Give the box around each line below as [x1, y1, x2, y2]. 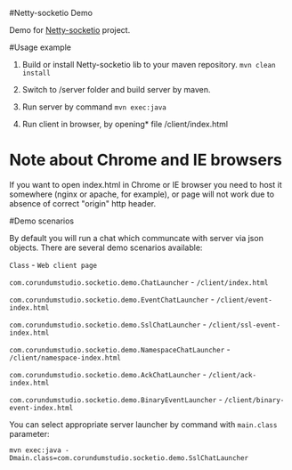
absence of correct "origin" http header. [9, 198, 157, 208]
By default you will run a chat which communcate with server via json [9, 232, 264, 243]
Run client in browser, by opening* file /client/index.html [21, 119, 229, 129]
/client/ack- [207, 370, 256, 379]
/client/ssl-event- [207, 320, 280, 329]
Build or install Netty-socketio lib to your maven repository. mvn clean [21, 60, 276, 69]
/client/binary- [223, 395, 285, 404]
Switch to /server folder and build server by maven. [21, 85, 211, 94]
